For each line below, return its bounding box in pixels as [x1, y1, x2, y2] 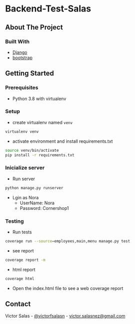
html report [12, 266, 36, 272]
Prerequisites [5, 84, 38, 91]
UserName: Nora [19, 200, 55, 206]
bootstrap [12, 55, 33, 61]
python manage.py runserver [5, 185, 64, 190]
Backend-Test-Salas [5, 3, 91, 15]
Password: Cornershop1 [19, 205, 69, 211]
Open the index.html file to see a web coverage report [12, 285, 124, 291]
